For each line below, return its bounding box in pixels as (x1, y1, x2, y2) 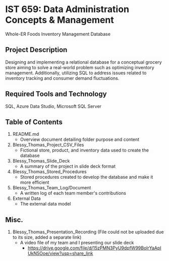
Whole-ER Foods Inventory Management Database (5, 31, 111, 37)
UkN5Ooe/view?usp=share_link (27, 250, 93, 256)
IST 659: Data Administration (5, 4, 130, 15)
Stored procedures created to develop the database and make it (20, 174, 153, 180)
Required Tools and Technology (5, 90, 107, 98)
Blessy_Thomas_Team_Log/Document (12, 185, 91, 191)
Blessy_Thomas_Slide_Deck (12, 158, 70, 164)
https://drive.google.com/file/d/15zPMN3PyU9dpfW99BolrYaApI (27, 245, 161, 251)
